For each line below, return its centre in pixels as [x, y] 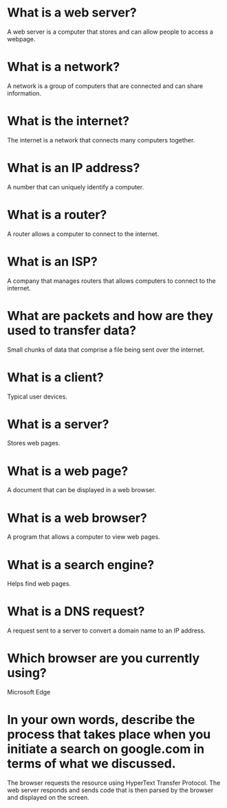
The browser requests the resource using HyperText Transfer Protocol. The [114, 783]
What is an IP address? [74, 168]
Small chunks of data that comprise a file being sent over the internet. [106, 350]
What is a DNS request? [76, 612]
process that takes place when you [109, 735]
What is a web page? [68, 471]
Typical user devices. [37, 396]
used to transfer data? [72, 330]
